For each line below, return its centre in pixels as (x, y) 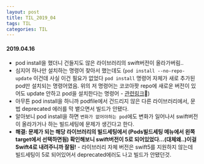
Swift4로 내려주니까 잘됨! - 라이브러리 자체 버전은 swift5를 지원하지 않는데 (104, 147)
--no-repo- (171, 71)
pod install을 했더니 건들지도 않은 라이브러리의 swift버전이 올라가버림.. (99, 63)
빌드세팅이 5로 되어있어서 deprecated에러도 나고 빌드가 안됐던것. (93, 155)
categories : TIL (27, 29)
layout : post (23, 12)
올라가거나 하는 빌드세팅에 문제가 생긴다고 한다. (78, 124)
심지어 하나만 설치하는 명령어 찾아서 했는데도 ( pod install (85, 70)
